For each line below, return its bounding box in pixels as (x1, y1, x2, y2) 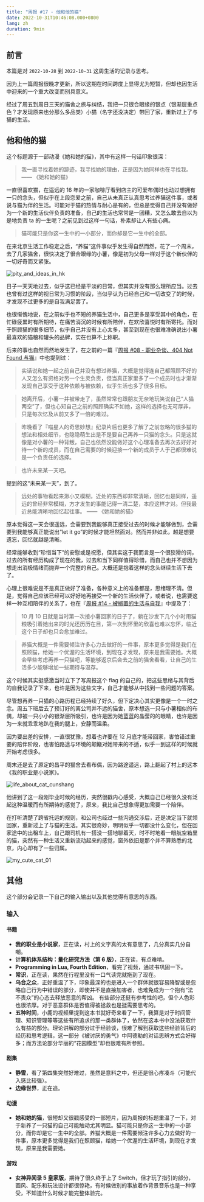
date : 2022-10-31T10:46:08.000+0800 (6, 15, 99, 21)
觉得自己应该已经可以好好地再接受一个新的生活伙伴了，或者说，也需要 (16, 592, 192, 599)
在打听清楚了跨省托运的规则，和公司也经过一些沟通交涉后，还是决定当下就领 (6, 814, 198, 821)
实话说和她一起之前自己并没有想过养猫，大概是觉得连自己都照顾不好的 (21, 366, 197, 374)
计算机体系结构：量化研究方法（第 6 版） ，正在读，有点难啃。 (15, 956, 168, 963)
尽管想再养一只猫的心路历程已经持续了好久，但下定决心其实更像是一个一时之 (6, 697, 198, 704)
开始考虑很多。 (6, 748, 44, 755)
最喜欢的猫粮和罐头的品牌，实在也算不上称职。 (6, 333, 123, 341)
